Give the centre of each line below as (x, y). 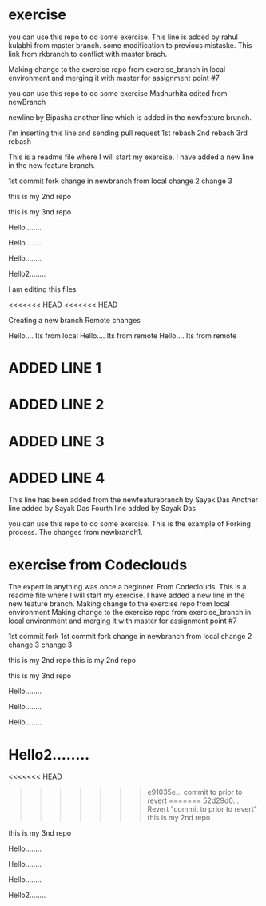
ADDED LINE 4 (57, 478)
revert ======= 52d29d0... (193, 800)
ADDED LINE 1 (55, 368)
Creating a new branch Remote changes (75, 320)
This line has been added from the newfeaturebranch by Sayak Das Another (133, 500)
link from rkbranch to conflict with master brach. (88, 54)
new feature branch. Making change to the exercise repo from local (119, 604)
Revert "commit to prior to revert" (202, 809)
